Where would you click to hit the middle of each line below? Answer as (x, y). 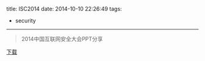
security (26, 20)
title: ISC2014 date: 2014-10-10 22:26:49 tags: (64, 9)
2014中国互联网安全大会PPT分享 (62, 39)
